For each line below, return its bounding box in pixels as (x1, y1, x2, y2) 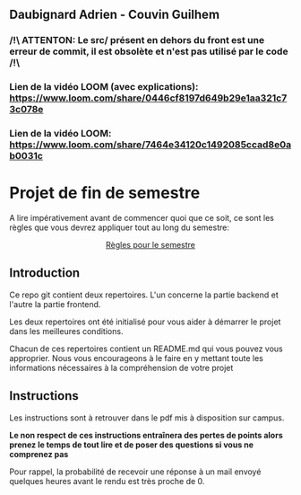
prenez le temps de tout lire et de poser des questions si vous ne (9, 439, 254, 450)
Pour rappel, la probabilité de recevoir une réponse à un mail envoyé (9, 466, 262, 477)
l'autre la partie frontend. (9, 298, 101, 309)
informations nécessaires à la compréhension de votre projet (9, 362, 234, 373)
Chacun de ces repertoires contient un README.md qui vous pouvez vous (9, 343, 284, 354)
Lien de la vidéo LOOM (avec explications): (9, 81, 199, 93)
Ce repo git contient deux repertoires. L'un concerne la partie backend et (9, 289, 279, 300)
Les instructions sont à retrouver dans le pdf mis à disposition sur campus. (9, 412, 285, 423)
